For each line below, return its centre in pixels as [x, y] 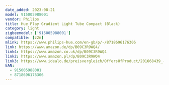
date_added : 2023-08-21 [30, 10]
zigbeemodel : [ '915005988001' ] [38, 33]
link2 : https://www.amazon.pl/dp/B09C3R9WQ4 [53, 56]
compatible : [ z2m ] [24, 38]
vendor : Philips [22, 19]
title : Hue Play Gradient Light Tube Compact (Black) [63, 24]
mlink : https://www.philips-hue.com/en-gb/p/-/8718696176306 [71, 42]
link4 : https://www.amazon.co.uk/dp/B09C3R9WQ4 [56, 51]
